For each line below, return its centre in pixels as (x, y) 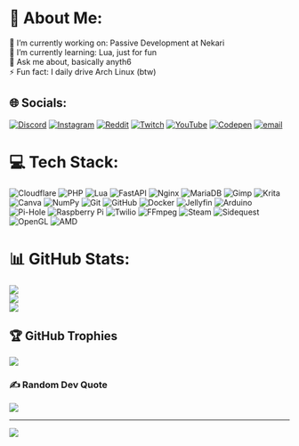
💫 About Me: (56, 18)
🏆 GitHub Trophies (64, 336)
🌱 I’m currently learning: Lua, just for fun (83, 52)
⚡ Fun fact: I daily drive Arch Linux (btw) (83, 71)
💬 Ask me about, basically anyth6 (70, 61)
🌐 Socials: (38, 103)
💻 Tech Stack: (64, 162)
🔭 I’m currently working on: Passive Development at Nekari (117, 43)
